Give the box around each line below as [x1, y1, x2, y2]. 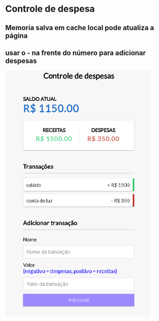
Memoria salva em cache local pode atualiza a [5, 23, 154, 32]
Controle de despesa [5, 3, 95, 15]
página [5, 31, 28, 40]
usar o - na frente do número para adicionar [5, 48, 146, 57]
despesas [5, 57, 37, 65]
